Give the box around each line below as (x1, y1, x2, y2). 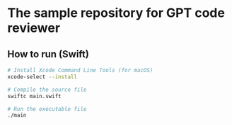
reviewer (7, 20, 61, 36)
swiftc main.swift (7, 93, 62, 100)
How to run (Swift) (7, 48, 90, 60)
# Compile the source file (7, 86, 87, 93)
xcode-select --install (7, 73, 78, 81)
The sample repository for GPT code (7, 5, 225, 21)
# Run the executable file (7, 105, 87, 112)
